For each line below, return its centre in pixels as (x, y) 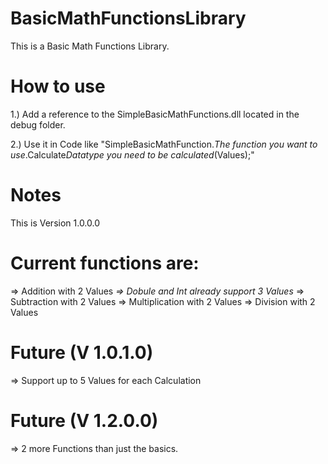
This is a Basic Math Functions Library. (90, 46)
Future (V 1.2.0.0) (84, 420)
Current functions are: (105, 263)
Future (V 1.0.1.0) (82, 352)
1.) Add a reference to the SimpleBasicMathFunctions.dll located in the (155, 114)
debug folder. (38, 124)
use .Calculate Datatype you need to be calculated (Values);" (132, 154)
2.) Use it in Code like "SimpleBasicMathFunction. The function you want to (164, 144)
